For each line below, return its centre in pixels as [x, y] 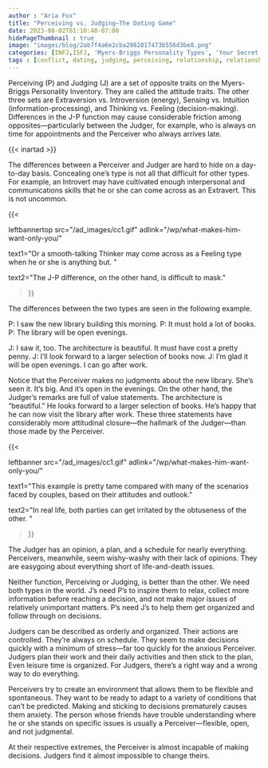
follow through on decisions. [55, 616]
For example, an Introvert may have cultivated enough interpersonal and [127, 181]
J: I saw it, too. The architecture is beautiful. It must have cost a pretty [123, 347]
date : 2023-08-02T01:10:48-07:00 [64, 30]
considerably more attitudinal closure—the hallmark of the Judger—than [127, 422]
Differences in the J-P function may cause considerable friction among [125, 117]
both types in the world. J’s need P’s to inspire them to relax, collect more [129, 590]
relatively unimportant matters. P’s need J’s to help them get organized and [132, 607]
